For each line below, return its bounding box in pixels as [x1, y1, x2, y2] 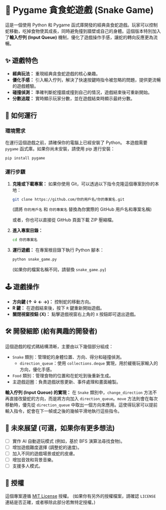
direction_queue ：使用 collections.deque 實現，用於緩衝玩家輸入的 [19, 360, 158, 366]
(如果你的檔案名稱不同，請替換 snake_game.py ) [12, 267, 107, 273]
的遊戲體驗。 [12, 83, 39, 89]
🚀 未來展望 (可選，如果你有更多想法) [5, 424, 115, 433]
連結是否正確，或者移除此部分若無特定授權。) [5, 499, 96, 505]
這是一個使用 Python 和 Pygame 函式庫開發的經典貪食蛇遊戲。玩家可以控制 [5, 22, 158, 28]
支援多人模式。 [12, 463, 43, 469]
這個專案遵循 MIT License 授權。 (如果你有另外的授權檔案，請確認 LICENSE [5, 493, 156, 499]
